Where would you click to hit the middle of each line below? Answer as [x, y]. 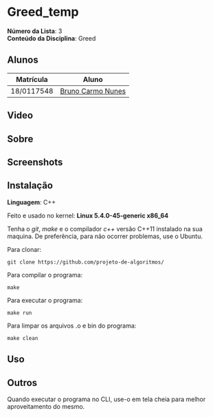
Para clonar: [24, 249]
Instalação [30, 185]
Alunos [23, 60]
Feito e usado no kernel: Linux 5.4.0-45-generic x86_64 [88, 215]
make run [20, 313]
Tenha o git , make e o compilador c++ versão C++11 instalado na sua [105, 228]
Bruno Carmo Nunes [93, 91]
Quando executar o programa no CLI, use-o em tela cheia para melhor [106, 399]
